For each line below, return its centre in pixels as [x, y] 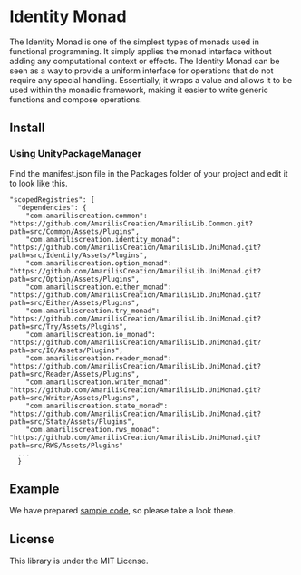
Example [34, 489]
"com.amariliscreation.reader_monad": [99, 358]
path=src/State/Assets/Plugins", [73, 422]
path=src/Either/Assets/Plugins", [75, 302]
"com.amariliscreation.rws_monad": [93, 429]
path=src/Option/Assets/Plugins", [75, 279]
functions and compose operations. [76, 99]
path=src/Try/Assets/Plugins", [68, 326]
